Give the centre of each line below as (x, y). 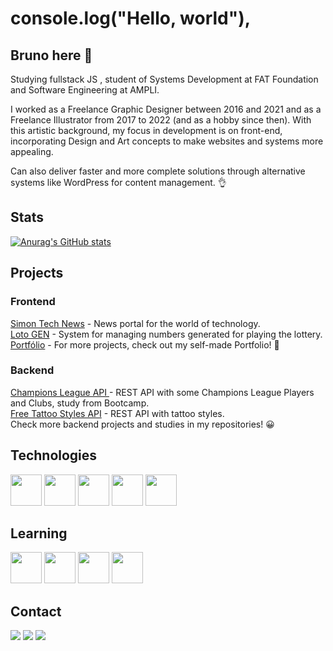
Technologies (54, 455)
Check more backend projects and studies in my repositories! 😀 (142, 424)
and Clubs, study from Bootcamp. (80, 403)
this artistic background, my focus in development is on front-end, (146, 130)
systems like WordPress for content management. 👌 (118, 182)
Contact (36, 611)
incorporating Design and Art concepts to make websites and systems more (167, 141)
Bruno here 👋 (51, 55)
